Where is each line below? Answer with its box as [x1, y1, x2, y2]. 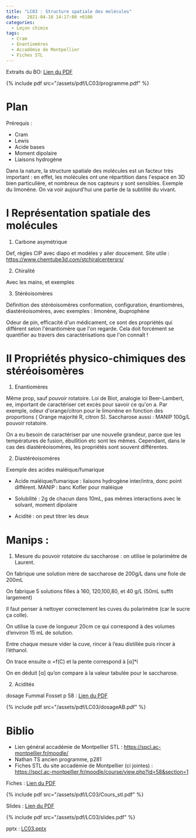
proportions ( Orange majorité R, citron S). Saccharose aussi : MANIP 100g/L [6, 414, 190, 421]
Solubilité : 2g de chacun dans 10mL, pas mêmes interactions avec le [14, 495, 181, 502]
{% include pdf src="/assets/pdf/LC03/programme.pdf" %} [6, 80, 150, 87]
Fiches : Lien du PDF [6, 780, 56, 787]
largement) [6, 594, 33, 601]
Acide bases [14, 143, 45, 150]
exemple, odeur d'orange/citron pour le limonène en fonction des [6, 407, 163, 414]
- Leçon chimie [11, 25, 49, 31]
